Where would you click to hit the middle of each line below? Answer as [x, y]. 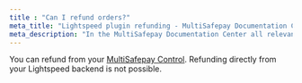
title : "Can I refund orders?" [70, 17]
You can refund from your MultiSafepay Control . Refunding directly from [143, 60]
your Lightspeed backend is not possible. [85, 69]
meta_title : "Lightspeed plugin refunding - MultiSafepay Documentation [148, 26]
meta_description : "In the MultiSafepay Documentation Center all [136, 34]
